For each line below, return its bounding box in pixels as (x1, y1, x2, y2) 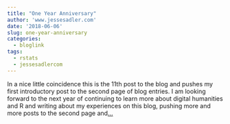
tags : (7, 49, 23, 55)
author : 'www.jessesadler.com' (7, 16, 97, 23)
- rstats (13, 55, 38, 62)
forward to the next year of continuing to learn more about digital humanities (7, 94, 223, 103)
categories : (7, 36, 41, 42)
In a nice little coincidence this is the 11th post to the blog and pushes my (7, 79, 214, 88)
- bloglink (13, 42, 45, 49)
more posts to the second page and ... (7, 109, 113, 117)
